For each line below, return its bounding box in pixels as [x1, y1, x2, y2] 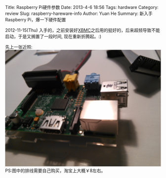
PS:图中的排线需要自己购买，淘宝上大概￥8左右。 [5, 168, 106, 174]
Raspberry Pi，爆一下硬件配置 [5, 17, 66, 22]
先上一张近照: [5, 44, 33, 50]
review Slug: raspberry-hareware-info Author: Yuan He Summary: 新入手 [5, 10, 153, 16]
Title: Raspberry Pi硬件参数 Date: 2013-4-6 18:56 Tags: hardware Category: [5, 4, 159, 10]
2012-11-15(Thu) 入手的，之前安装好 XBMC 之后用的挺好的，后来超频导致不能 [5, 27, 161, 33]
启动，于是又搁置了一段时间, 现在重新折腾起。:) [5, 34, 102, 39]
